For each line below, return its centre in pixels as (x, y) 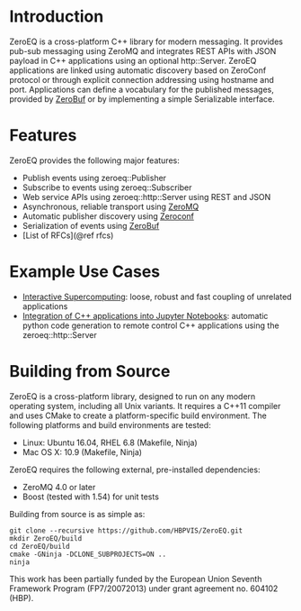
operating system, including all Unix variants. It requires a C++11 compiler (145, 406)
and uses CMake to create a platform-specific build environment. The (138, 415)
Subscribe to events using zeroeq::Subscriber (107, 187)
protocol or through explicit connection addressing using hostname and (142, 79)
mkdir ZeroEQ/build (46, 538)
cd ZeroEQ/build (40, 546)
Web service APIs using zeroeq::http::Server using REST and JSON (146, 196)
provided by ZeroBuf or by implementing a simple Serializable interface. (142, 99)
